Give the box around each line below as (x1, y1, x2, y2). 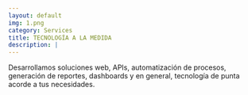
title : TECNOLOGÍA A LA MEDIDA (8, 33, 112, 42)
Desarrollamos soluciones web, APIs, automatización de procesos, (8, 63, 227, 72)
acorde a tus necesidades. (8, 80, 95, 89)
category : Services (8, 26, 73, 34)
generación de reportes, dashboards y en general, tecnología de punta (8, 71, 240, 81)
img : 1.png (8, 19, 45, 27)
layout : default (8, 11, 62, 20)
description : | (8, 41, 59, 49)
